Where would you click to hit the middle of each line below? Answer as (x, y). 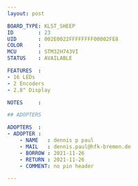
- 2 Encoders (26, 84)
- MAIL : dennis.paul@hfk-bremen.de (75, 147)
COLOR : (24, 46)
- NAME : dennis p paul (57, 140)
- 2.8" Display (29, 90)
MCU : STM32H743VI (43, 52)
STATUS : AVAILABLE (40, 58)
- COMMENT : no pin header (57, 166)
